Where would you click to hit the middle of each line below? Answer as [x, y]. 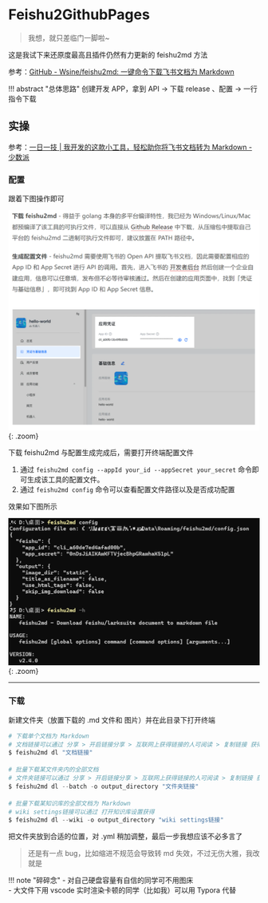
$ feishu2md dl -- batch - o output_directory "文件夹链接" [104, 786]
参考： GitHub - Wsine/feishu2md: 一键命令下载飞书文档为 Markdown [121, 71]
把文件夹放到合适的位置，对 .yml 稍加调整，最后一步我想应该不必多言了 [126, 837]
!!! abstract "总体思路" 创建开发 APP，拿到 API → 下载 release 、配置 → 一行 [133, 89]
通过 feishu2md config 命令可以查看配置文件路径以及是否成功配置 [127, 489]
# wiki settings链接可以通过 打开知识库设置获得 [81, 812]
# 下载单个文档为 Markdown [49, 736]
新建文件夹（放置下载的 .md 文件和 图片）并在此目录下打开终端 [112, 719]
